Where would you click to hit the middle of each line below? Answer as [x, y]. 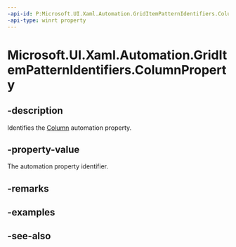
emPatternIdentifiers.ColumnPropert [117, 70]
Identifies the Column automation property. [70, 128]
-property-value [44, 149]
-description [35, 111]
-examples [31, 212]
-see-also [29, 236]
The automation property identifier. [58, 166]
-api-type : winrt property [47, 20]
